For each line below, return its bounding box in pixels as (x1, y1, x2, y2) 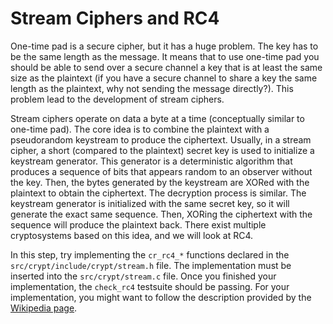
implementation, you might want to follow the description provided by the (10, 291, 312, 303)
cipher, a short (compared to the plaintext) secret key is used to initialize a (10, 144, 315, 156)
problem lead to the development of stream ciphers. (10, 93, 225, 105)
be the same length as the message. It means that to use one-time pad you (10, 50, 320, 62)
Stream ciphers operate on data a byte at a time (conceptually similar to (10, 112, 305, 124)
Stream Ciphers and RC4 (10, 7, 220, 30)
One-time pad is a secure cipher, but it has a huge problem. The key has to (10, 40, 319, 52)
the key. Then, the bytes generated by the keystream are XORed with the (10, 176, 310, 188)
